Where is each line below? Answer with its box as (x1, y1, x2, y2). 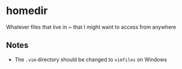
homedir (6, 4, 48, 18)
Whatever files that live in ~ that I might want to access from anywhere (6, 23, 177, 30)
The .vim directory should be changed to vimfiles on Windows (14, 56, 167, 63)
